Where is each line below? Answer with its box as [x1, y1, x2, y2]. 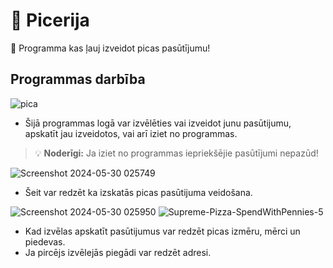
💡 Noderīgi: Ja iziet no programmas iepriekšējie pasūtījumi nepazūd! [34, 147, 319, 159]
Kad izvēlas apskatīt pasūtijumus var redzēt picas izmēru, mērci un [24, 225, 301, 237]
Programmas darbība [10, 71, 146, 88]
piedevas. [24, 235, 66, 248]
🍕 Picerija [10, 9, 90, 32]
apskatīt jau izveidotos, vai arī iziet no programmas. [24, 127, 238, 139]
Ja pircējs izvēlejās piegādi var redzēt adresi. [24, 246, 212, 258]
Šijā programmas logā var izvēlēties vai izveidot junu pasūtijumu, [24, 117, 292, 129]
